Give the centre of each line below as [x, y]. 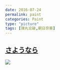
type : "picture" [22, 24]
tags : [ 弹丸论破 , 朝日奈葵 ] [30, 28]
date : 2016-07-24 [23, 10]
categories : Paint [24, 19]
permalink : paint [23, 14]
